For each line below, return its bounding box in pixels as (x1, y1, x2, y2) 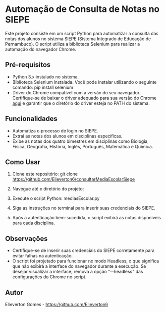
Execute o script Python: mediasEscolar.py (12, 195, 100, 201)
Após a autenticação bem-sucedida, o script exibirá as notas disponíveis (12, 215, 161, 221)
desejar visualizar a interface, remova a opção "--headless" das (12, 269, 143, 275)
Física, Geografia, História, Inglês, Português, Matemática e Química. (12, 143, 153, 149)
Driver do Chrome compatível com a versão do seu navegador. (12, 89, 141, 95)
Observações (5, 234, 48, 243)
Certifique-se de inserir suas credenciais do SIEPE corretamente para (12, 248, 155, 253)
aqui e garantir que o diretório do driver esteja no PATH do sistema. (12, 100, 150, 106)
